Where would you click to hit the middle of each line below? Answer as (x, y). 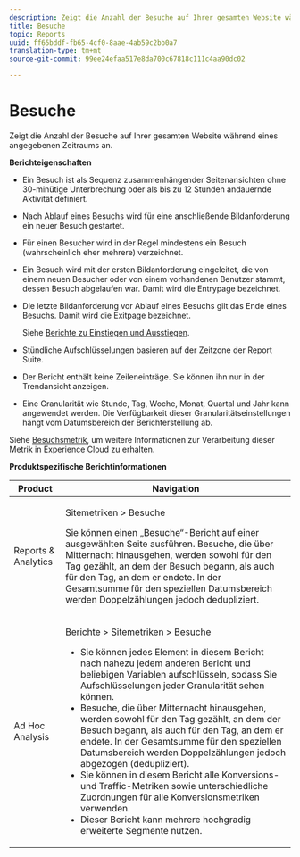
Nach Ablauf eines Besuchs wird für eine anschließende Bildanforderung (156, 216)
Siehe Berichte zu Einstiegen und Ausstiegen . (106, 332)
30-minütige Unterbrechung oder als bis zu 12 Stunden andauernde (147, 189)
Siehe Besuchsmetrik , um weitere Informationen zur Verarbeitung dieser (142, 439)
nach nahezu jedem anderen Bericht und (166, 663)
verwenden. (105, 808)
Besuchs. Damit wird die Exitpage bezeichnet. (107, 315)
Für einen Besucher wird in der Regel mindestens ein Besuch (134, 243)
